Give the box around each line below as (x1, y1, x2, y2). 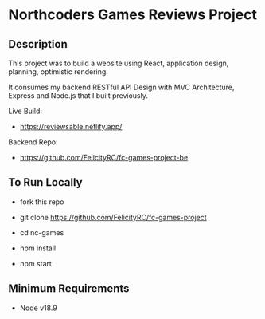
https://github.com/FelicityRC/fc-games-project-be (19, 153, 189, 162)
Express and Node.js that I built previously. (8, 91, 149, 100)
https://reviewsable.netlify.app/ (19, 122, 123, 131)
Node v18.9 (19, 303, 57, 313)
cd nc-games (19, 227, 64, 237)
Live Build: (8, 106, 42, 116)
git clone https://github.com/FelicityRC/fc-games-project (19, 212, 207, 222)
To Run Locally (8, 175, 83, 189)
